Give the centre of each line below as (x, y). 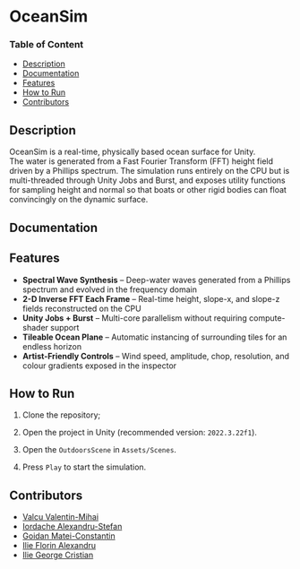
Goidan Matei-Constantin (69, 536)
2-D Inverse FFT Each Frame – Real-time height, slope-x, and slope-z (151, 298)
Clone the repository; (61, 415)
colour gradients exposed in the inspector (99, 366)
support (65, 327)
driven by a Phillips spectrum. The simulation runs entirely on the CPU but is (150, 171)
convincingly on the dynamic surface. (79, 200)
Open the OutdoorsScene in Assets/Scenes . (99, 450)
